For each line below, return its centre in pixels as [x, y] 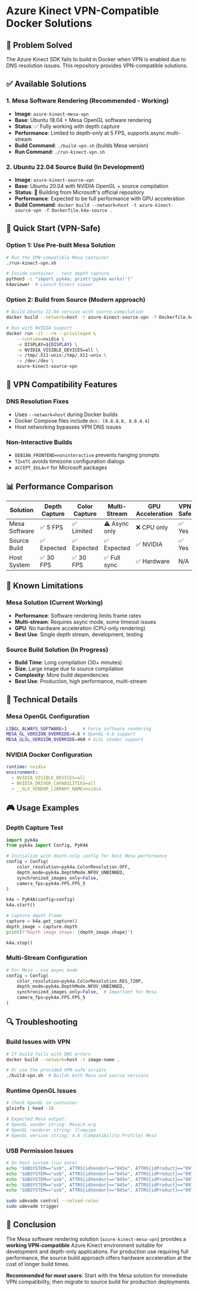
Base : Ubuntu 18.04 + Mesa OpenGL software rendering [83, 120]
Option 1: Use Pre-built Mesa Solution [61, 245]
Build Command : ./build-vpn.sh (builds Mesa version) [82, 145]
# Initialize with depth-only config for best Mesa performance [87, 856]
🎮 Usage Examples [43, 808]
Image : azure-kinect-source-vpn [54, 180]
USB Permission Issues [40, 1151]
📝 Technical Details [42, 700]
